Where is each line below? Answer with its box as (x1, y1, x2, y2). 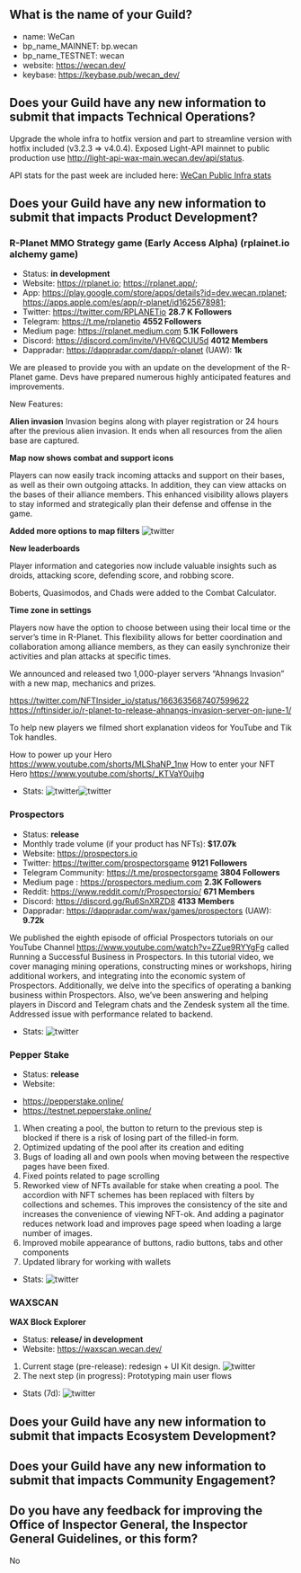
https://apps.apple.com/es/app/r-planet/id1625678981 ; (22, 297, 226, 308)
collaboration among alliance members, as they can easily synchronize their (9, 642, 290, 653)
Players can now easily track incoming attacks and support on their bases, (9, 470, 285, 481)
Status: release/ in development (22, 1334, 144, 1345)
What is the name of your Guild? (9, 7, 193, 22)
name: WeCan (22, 31, 75, 41)
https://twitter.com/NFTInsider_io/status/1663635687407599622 (9, 696, 250, 707)
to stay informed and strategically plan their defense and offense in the (9, 499, 272, 510)
